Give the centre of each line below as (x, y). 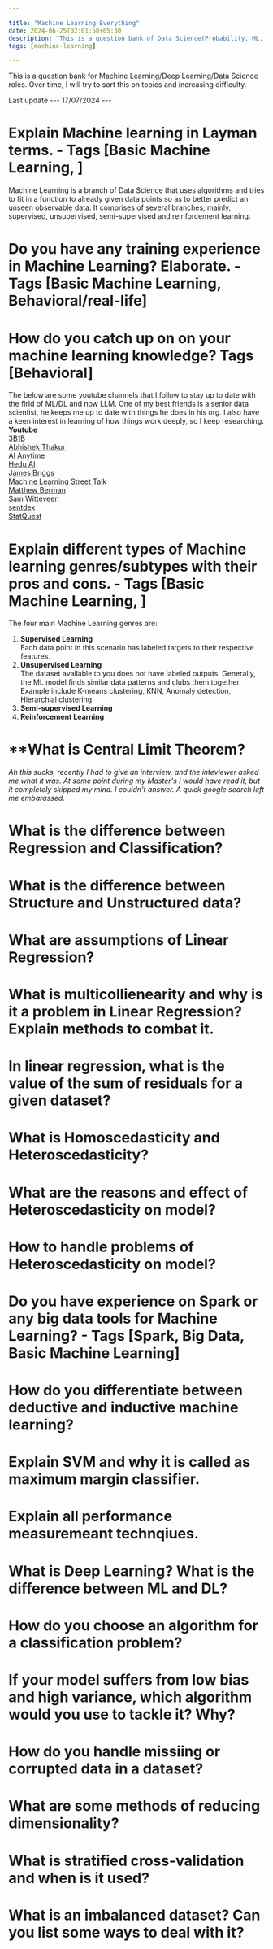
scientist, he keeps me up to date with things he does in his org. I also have (134, 412)
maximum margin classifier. (104, 1479)
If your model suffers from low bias (129, 1680)
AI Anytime (27, 455)
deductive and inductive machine (123, 1408)
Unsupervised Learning (61, 665)
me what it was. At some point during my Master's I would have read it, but (134, 781)
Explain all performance (91, 1516)
